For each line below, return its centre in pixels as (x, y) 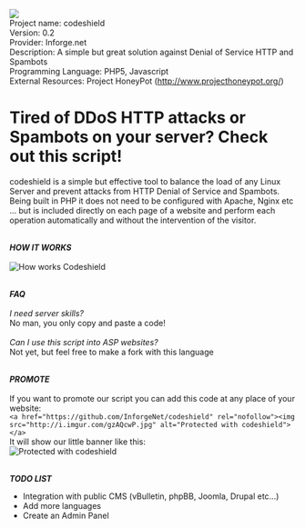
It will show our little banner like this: (77, 442)
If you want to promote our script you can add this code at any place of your (152, 398)
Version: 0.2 (32, 33)
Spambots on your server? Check (139, 137)
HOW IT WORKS (41, 247)
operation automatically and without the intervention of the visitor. (133, 220)
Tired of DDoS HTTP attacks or (128, 118)
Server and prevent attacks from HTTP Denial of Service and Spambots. (145, 191)
